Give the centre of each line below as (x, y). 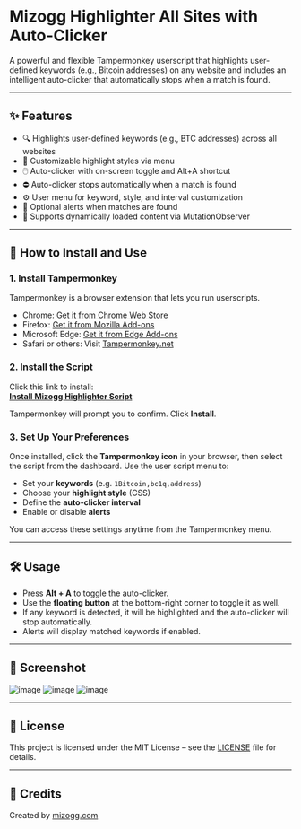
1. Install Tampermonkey (64, 278)
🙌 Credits (36, 794)
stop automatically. (57, 622)
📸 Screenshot (48, 668)
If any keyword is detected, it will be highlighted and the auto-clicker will (155, 612)
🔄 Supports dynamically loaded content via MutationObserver (136, 216)
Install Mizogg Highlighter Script (71, 396)
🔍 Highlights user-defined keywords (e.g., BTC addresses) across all (150, 138)
